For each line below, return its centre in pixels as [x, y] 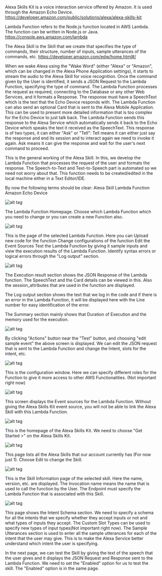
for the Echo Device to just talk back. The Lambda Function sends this [75, 117]
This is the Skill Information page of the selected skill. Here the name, [74, 478]
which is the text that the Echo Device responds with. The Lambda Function [80, 102]
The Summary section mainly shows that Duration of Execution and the [76, 314]
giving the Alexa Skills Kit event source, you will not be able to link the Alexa [81, 407]
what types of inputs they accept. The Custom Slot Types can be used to [78, 523]
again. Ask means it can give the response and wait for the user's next [75, 143]
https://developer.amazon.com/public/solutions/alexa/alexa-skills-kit [73, 17]
